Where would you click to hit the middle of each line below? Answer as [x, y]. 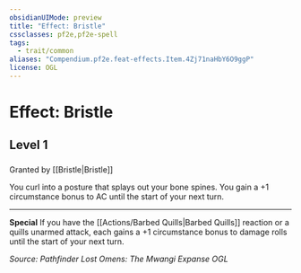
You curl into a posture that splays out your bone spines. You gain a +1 [139, 187]
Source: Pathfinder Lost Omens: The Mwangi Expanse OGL [119, 259]
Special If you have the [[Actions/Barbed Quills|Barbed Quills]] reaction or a [149, 223]
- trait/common [46, 51]
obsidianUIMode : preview [56, 18]
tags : [19, 43]
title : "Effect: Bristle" [57, 26]
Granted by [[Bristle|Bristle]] [61, 170]
